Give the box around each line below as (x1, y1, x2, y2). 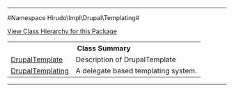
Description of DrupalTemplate (75, 55, 176, 64)
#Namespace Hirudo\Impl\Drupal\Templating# (7, 14, 140, 21)
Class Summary (77, 44, 131, 53)
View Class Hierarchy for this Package (7, 27, 117, 35)
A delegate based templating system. (75, 66, 197, 75)
